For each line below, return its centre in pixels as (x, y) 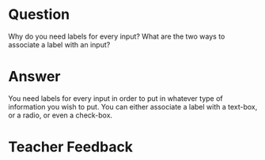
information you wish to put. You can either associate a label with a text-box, (133, 106)
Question (39, 15)
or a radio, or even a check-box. (61, 115)
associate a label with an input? (59, 44)
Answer (34, 77)
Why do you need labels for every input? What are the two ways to (117, 36)
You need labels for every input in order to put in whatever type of (115, 98)
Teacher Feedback (70, 147)
